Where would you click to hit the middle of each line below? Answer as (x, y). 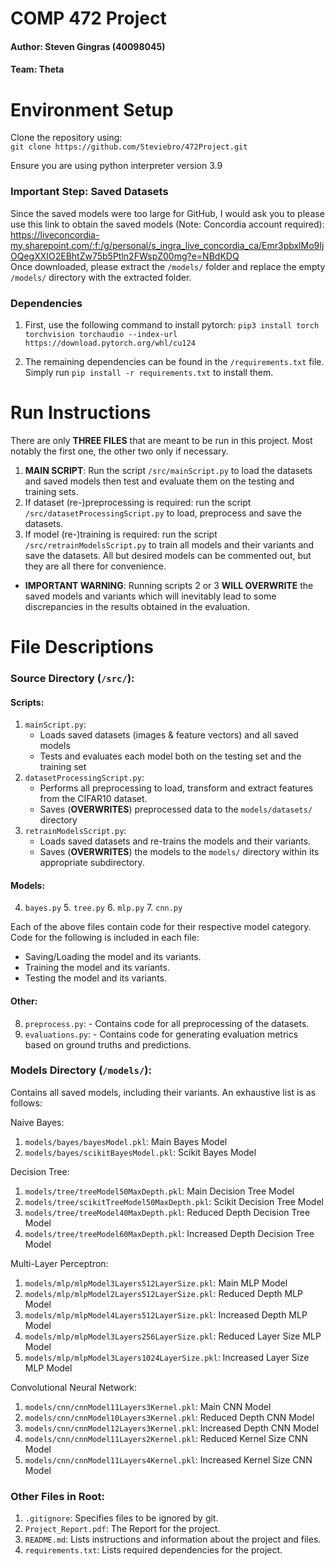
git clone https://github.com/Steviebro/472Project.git (129, 147)
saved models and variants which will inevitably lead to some (150, 596)
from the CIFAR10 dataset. (93, 799)
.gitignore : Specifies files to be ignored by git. (121, 1518)
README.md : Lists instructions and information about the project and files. (173, 1539)
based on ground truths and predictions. (108, 1044)
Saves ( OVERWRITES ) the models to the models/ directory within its (179, 852)
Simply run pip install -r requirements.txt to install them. (149, 372)
